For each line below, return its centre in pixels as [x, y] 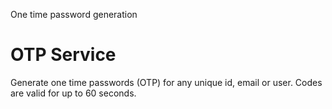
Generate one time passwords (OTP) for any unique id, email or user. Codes [166, 82]
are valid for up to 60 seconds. [73, 93]
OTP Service [63, 55]
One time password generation [74, 14]
